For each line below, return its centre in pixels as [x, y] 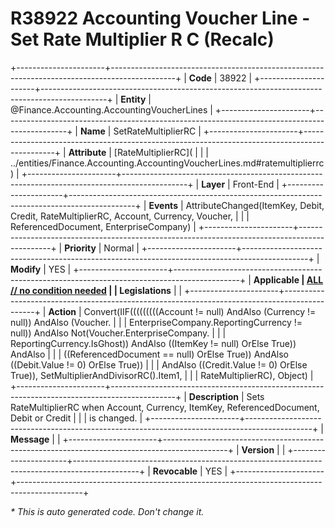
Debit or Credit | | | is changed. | [76, 418]
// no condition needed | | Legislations [91, 290]
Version [258, 449]
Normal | [121, 248]
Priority [80, 248]
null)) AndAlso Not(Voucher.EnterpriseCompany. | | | [118, 333]
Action [62, 311]
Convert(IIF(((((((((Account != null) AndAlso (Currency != [200, 311]
